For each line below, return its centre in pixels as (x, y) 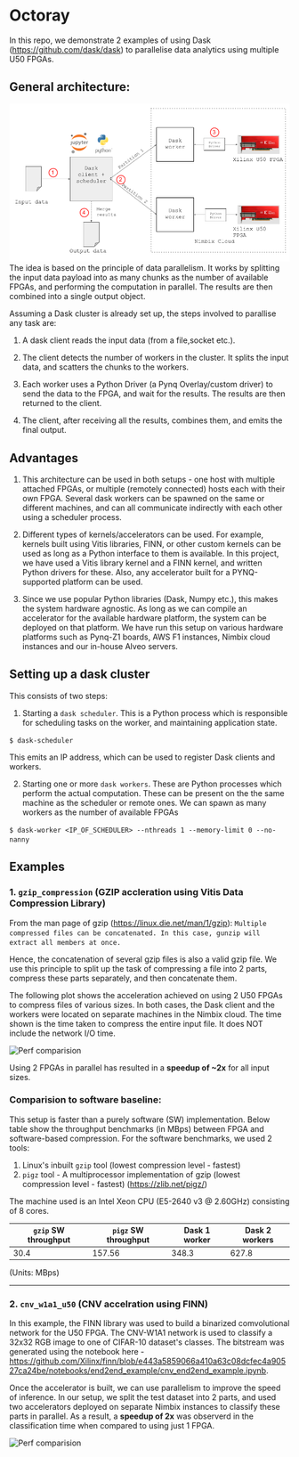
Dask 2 (258, 1231)
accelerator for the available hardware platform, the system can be (144, 618)
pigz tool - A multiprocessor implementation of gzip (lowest (131, 1174)
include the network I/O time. (62, 1033)
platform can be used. (102, 582)
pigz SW (128, 1231)
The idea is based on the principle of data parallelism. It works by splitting (145, 268)
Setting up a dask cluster (80, 675)
